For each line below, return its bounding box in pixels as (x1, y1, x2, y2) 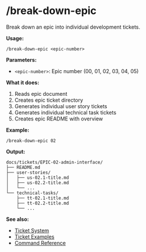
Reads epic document (14, 90, 68, 97)
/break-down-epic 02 (6, 137, 57, 144)
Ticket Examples (14, 233, 54, 240)
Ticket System (14, 227, 50, 234)
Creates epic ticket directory (14, 96, 84, 103)
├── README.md (6, 164, 41, 170)
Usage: (6, 34, 25, 42)
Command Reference (14, 239, 66, 246)
